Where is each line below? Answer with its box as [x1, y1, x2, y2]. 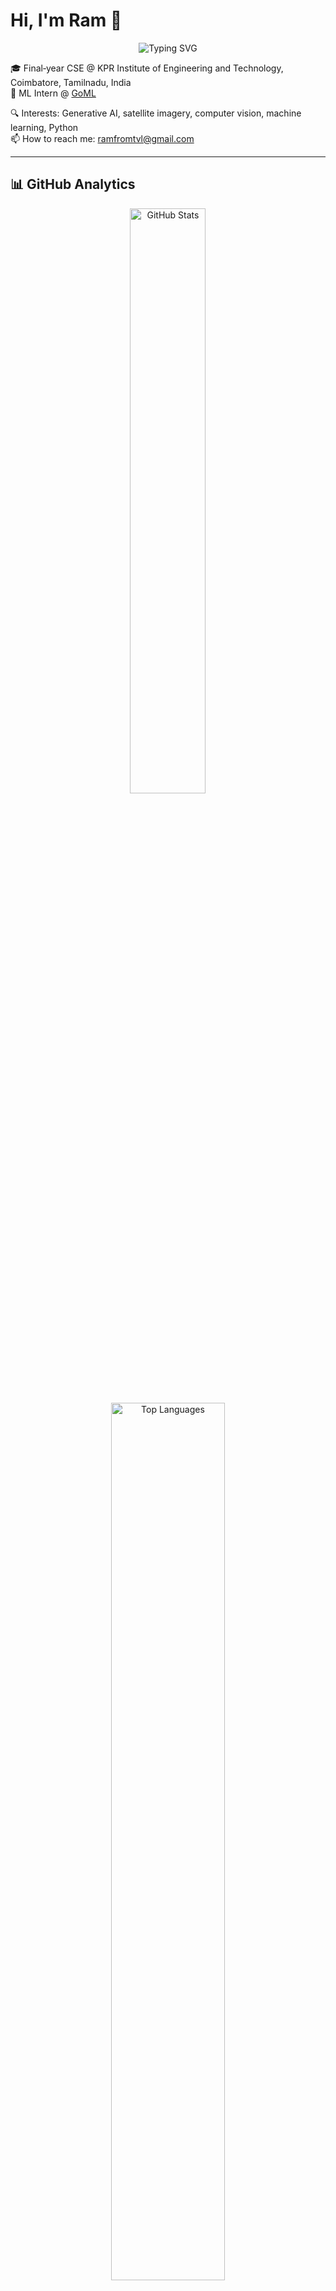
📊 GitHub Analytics [10, 176, 136, 193]
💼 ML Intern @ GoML [10, 87, 97, 99]
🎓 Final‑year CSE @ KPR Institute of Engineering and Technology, [10, 62, 284, 74]
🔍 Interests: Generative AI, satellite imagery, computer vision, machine [10, 107, 302, 119]
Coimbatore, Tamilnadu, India [10, 76, 132, 88]
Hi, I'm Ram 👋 [10, 9, 123, 32]
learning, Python [10, 121, 79, 133]
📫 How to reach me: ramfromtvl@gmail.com [10, 132, 195, 144]
